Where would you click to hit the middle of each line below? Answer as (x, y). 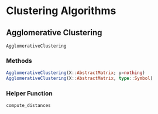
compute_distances (28, 106)
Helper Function (29, 93)
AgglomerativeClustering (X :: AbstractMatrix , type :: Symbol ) (80, 78)
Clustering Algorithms (61, 11)
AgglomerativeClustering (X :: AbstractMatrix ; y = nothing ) (75, 73)
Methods (19, 61)
